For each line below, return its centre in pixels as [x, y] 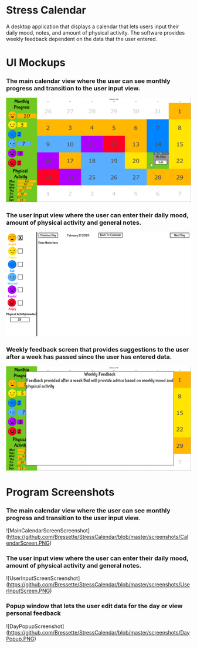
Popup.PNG [20, 639]
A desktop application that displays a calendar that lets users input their [93, 26]
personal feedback [33, 613]
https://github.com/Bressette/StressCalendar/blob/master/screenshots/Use [99, 585]
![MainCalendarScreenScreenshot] [48, 531]
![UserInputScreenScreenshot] [43, 578]
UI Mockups [36, 63]
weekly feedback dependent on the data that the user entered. [82, 39]
